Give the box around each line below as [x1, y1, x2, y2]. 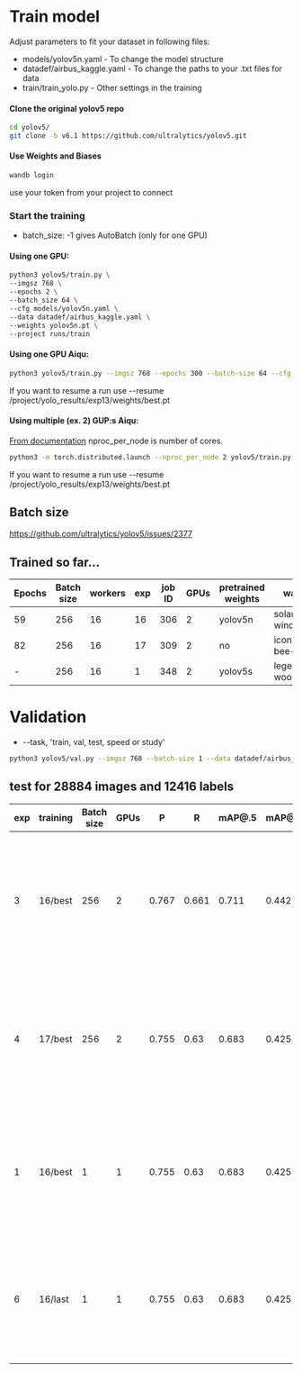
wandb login [9, 171, 54, 180]
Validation [9, 707, 87, 727]
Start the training [9, 209, 85, 222]
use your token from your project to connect [9, 186, 173, 197]
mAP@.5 [218, 811, 258, 823]
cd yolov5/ [9, 123, 50, 132]
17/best [39, 1032, 73, 1045]
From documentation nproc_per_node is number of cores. [9, 435, 223, 446]
